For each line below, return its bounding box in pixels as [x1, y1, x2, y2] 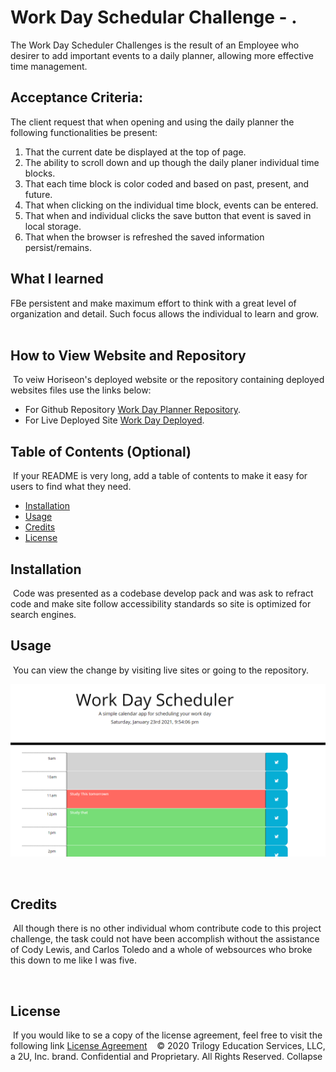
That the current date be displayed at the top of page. [24, 146, 247, 158]
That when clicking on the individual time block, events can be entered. [24, 199, 319, 211]
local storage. [24, 220, 82, 232]
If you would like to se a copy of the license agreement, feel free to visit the [12, 1029, 323, 1041]
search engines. [10, 609, 77, 620]
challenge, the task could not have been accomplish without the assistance [10, 933, 320, 945]
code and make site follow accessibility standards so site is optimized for [10, 598, 312, 610]
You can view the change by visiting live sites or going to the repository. [12, 664, 309, 676]
